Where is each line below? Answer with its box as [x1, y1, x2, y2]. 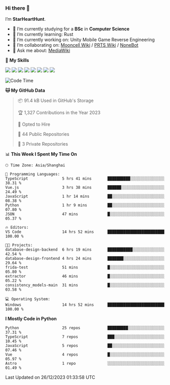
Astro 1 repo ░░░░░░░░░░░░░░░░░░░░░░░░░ [5, 361, 165, 366]
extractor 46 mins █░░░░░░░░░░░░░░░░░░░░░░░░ [5, 274, 165, 279]
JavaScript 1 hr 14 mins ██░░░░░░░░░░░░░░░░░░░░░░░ [5, 194, 165, 199]
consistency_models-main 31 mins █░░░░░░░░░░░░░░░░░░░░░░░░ [5, 283, 165, 288]
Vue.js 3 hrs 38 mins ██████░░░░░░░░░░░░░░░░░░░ [5, 185, 165, 190]
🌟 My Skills [5, 57, 29, 63]
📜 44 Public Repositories [17, 131, 70, 137]
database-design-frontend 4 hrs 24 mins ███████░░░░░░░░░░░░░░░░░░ [5, 256, 165, 261]
